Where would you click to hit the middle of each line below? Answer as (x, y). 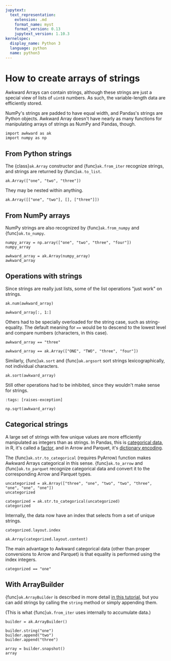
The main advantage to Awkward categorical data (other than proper (78, 548)
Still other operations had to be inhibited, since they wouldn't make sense (83, 385)
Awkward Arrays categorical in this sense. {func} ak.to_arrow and (74, 463)
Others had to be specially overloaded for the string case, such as (75, 322)
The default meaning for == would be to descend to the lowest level (95, 327)
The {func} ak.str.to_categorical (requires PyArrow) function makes (78, 458)
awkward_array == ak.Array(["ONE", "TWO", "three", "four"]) (72, 351)
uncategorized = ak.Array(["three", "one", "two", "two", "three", (79, 483)
